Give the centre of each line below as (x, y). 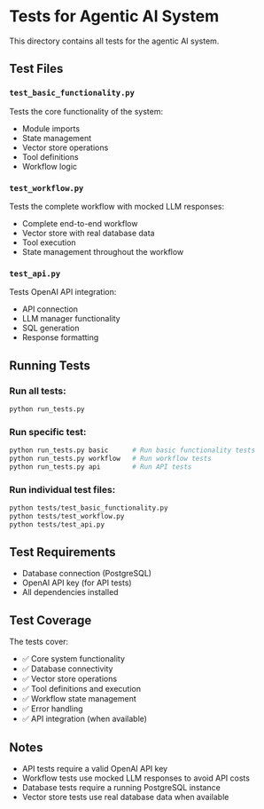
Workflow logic (50, 166)
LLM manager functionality (71, 319)
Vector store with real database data (88, 233)
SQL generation (50, 328)
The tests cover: (39, 642)
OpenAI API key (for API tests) (77, 583)
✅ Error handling (52, 709)
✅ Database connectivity (67, 669)
